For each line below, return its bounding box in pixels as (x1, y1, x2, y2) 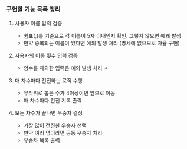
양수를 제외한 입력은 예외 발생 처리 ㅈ (23, 65, 109, 72)
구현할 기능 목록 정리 (6, 5, 61, 13)
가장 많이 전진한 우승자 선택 (23, 122, 87, 129)
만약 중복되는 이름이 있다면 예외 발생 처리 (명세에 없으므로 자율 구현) (23, 39, 180, 47)
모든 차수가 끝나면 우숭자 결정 (14, 110, 83, 117)
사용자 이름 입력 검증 (14, 19, 63, 27)
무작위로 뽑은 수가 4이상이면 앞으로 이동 (23, 90, 116, 97)
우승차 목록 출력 (23, 137, 60, 144)
